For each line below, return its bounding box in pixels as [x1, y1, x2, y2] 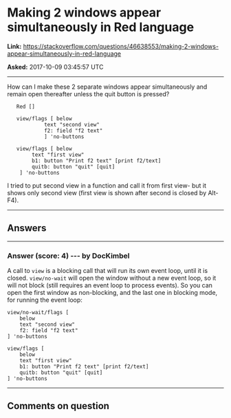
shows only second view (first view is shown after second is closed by [7, 188, 207, 197]
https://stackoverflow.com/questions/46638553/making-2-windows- [23, 42, 219, 50]
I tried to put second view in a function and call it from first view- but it [7, 181, 207, 190]
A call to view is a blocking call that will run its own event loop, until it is [7, 267, 208, 275]
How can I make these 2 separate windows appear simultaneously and [7, 82, 208, 91]
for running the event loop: [7, 296, 82, 304]
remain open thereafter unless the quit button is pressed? [7, 89, 170, 98]
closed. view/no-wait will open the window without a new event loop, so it [7, 274, 217, 283]
